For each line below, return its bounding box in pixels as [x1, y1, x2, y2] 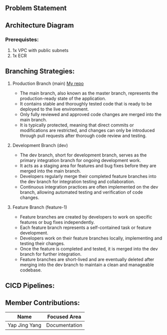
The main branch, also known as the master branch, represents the [19, 90, 158, 96]
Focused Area [47, 313, 81, 320]
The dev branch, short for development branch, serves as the [19, 152, 147, 158]
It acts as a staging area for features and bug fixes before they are [19, 162, 156, 168]
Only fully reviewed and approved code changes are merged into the [19, 111, 161, 117]
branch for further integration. [19, 251, 81, 257]
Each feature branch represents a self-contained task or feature [19, 224, 151, 230]
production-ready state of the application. [19, 95, 106, 101]
